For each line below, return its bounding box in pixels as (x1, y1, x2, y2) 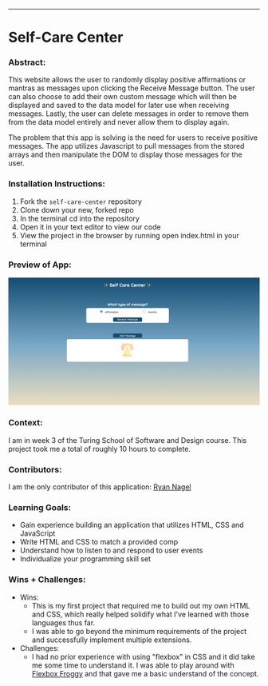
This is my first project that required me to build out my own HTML (31, 600, 250, 610)
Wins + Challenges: (8, 574, 86, 585)
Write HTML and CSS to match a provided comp (19, 537, 178, 547)
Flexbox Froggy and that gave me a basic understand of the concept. (31, 668, 259, 678)
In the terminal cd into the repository (19, 213, 140, 223)
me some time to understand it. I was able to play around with (31, 660, 235, 670)
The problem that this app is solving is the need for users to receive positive (8, 133, 258, 142)
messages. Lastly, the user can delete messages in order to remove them (8, 109, 250, 118)
